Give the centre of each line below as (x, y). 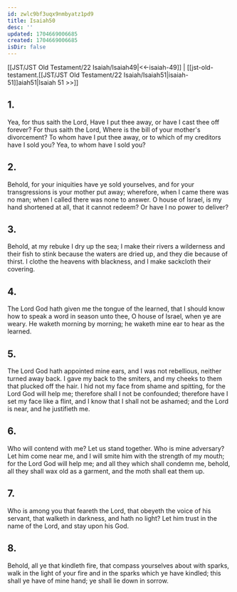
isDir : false (27, 47)
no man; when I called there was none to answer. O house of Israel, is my (115, 199)
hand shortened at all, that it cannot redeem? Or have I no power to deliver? (118, 207)
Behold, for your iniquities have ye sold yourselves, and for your (101, 184)
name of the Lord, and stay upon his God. (68, 526)
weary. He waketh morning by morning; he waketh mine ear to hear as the (116, 324)
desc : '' (20, 27)
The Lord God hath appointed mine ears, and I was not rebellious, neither (115, 371)
